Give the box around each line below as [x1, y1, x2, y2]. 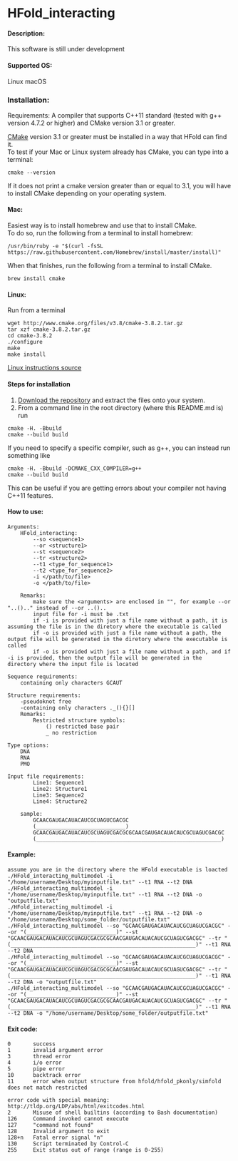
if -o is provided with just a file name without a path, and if [33, 648, 232, 655]
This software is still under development [7, 45, 125, 53]
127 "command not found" [7, 1122, 94, 1129]
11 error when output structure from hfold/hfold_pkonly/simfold [7, 1078, 222, 1085]
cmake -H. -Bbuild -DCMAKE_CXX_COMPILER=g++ [7, 465, 142, 472]
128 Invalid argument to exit [7, 1128, 110, 1135]
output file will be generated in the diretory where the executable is [7, 635, 228, 643]
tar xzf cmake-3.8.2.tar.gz [7, 326, 91, 333]
